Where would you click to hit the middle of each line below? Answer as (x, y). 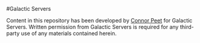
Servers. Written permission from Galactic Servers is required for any (92, 27)
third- (187, 27)
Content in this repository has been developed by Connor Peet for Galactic (99, 20)
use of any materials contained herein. (69, 33)
